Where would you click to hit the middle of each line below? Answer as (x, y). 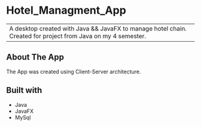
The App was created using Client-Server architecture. (74, 72)
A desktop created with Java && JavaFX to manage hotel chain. (98, 29)
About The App (35, 57)
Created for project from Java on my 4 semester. (78, 36)
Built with (24, 90)
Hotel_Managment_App (66, 10)
